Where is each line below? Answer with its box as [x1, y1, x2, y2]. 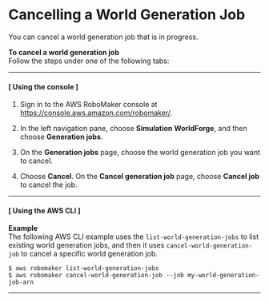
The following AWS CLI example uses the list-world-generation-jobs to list [8, 232, 259, 241]
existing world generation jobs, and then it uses [8, 240, 165, 250]
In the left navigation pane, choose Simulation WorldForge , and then [19, 124, 247, 133]
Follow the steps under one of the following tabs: [8, 56, 170, 66]
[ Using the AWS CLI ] [8, 205, 82, 215]
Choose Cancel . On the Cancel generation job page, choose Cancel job [19, 172, 260, 181]
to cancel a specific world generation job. [21, 249, 159, 259]
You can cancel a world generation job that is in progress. [8, 32, 199, 42]
